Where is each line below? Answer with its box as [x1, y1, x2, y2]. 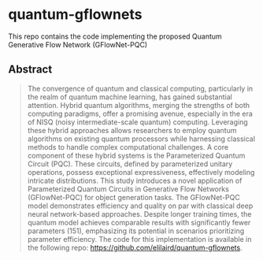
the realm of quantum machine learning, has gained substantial [27, 92, 232, 102]
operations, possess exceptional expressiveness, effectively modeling [27, 167, 255, 176]
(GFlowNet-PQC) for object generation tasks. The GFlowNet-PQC [27, 192, 240, 202]
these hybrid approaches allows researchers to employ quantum [27, 125, 237, 135]
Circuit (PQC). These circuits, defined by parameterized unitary [27, 159, 233, 169]
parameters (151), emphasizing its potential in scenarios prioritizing [27, 226, 245, 236]
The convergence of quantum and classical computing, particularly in [27, 84, 254, 93]
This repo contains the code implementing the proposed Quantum [8, 32, 222, 41]
